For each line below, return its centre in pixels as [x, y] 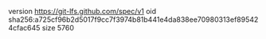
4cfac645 [24, 28]
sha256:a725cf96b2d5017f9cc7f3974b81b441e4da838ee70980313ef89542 [133, 19]
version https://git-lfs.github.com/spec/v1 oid [82, 11]
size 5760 [58, 28]
